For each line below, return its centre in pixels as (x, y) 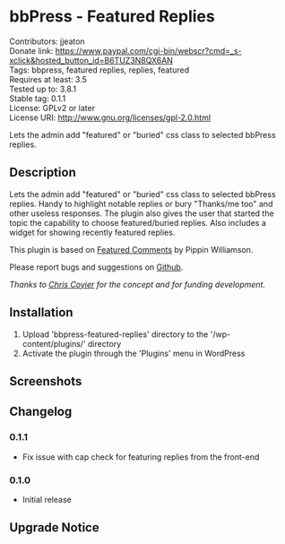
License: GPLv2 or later (52, 108)
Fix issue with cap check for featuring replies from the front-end (141, 457)
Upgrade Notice (55, 527)
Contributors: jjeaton (47, 41)
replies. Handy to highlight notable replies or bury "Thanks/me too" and (141, 203)
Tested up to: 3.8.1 (43, 89)
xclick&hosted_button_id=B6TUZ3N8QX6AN (91, 60)
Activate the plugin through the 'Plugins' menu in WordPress (134, 353)
